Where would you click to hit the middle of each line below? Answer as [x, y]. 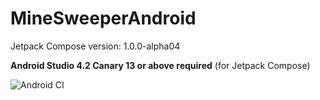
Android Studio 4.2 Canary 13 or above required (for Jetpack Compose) [160, 65]
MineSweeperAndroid [103, 18]
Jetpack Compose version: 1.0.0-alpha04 [95, 46]
